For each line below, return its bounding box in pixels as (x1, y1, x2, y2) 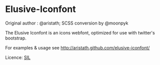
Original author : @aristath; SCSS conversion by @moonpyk (5, 20, 128, 26)
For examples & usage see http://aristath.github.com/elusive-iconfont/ (5, 44, 150, 50)
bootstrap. (5, 35, 26, 41)
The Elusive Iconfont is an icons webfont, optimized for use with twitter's (5, 29, 155, 35)
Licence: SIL (5, 54, 31, 60)
